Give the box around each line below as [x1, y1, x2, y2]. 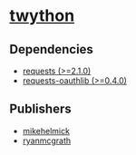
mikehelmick [22, 125, 71, 136]
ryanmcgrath [22, 135, 72, 146]
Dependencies [9, 42, 93, 57]
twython [9, 5, 75, 26]
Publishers [9, 102, 72, 117]
